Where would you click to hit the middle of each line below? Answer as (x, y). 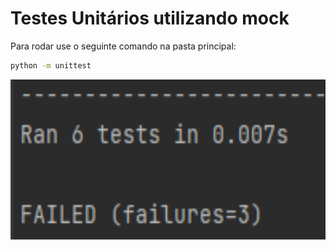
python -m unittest (51, 65)
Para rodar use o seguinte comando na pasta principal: (123, 46)
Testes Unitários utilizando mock (150, 18)
